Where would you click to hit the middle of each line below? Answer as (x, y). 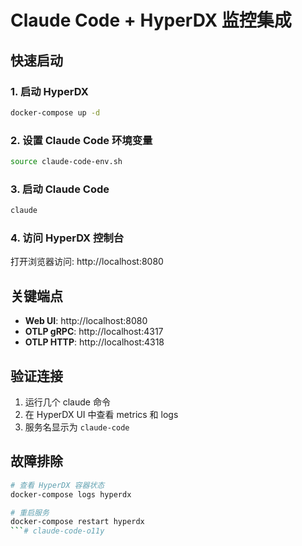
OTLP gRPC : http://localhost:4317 (94, 332)
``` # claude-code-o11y (57, 531)
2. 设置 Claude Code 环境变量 (81, 140)
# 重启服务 (30, 512)
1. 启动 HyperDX (49, 91)
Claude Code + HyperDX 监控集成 (151, 20)
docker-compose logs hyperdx (71, 494)
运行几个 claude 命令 (67, 402)
